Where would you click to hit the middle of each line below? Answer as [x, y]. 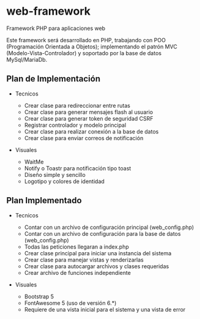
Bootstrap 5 [39, 296]
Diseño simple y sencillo [55, 175]
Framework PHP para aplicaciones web [56, 28]
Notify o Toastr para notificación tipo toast [78, 168]
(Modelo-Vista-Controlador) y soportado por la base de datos [84, 53]
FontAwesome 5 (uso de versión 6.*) [70, 303]
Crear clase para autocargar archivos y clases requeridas [97, 266]
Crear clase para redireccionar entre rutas [77, 105]
